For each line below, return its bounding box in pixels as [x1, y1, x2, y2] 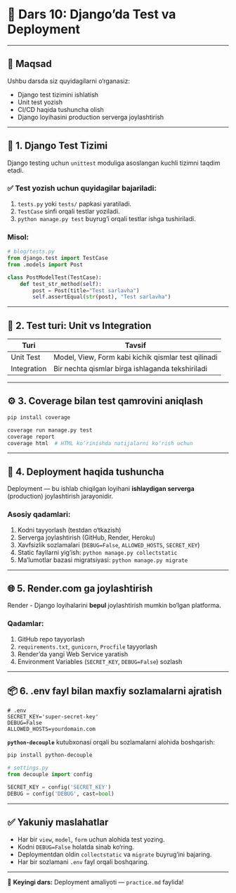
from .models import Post [7, 261, 83, 268]
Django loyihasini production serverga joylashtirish [17, 113, 164, 121]
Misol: [7, 232, 29, 242]
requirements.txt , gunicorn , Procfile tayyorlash [17, 642, 158, 651]
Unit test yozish [17, 98, 63, 106]
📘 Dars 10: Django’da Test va [7, 6, 176, 23]
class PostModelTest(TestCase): [7, 274, 102, 281]
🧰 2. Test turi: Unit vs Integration [7, 320, 152, 332]
